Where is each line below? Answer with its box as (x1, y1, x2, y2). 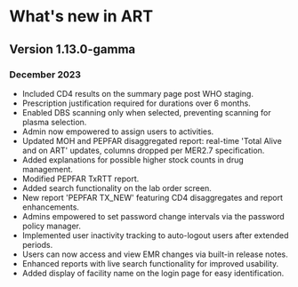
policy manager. (21, 220, 82, 231)
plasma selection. (21, 116, 87, 127)
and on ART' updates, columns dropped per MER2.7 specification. (21, 145, 265, 155)
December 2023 (9, 68, 82, 81)
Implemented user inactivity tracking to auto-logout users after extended (21, 229, 289, 241)
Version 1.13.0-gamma (9, 42, 136, 57)
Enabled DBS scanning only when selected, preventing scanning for (21, 107, 271, 117)
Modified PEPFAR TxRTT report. (21, 173, 140, 184)
